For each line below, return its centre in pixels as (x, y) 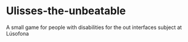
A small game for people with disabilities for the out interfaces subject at (94, 27)
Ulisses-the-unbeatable (66, 11)
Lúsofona (18, 33)
